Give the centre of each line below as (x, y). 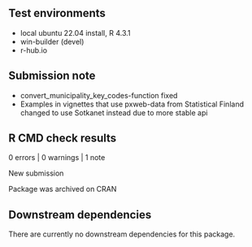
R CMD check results (63, 139)
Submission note (52, 76)
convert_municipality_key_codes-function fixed (99, 95)
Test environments (57, 13)
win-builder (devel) (52, 41)
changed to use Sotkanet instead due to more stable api (114, 112)
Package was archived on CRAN (63, 189)
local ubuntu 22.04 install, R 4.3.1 (76, 32)
